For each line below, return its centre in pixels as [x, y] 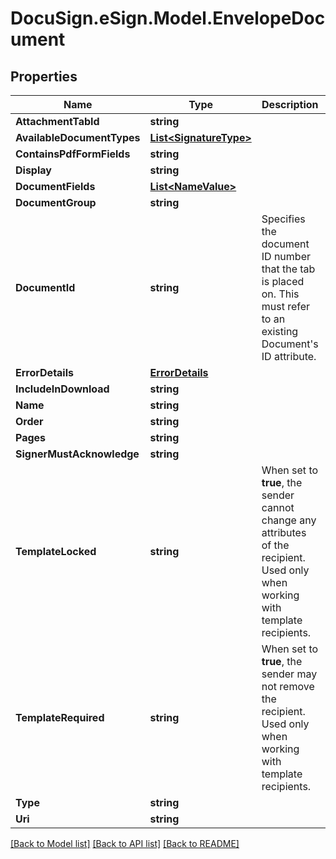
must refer [286, 306]
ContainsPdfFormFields [73, 154]
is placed [283, 281]
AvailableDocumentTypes [78, 137]
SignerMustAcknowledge [77, 454]
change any [289, 520]
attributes [284, 532]
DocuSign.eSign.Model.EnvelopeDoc [168, 18]
